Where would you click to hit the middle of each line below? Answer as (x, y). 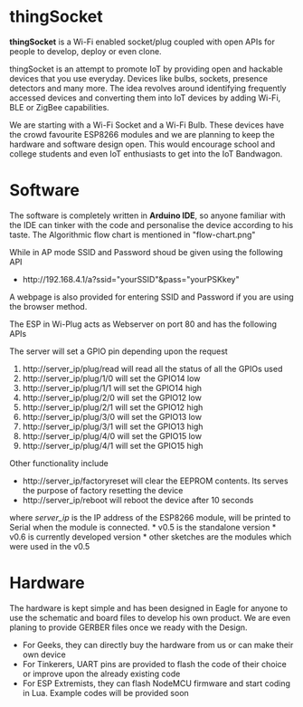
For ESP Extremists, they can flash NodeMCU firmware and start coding (156, 683)
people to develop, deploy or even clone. (85, 51)
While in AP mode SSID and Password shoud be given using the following (146, 252)
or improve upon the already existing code (101, 674)
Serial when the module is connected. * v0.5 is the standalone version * (143, 527)
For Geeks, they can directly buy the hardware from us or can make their (158, 645)
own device (44, 654)
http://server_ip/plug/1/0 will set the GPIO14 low (111, 378)
